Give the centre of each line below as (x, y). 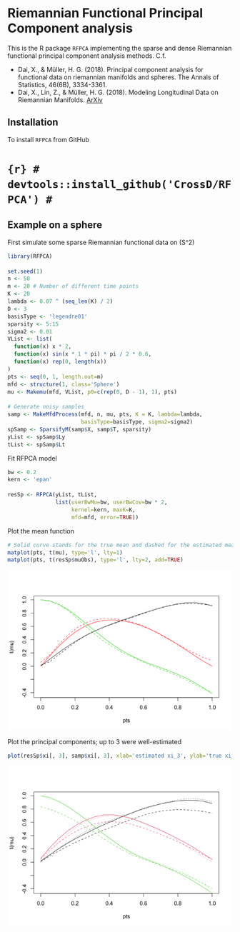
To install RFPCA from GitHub (48, 139)
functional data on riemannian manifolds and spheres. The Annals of (118, 77)
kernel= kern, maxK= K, (103, 510)
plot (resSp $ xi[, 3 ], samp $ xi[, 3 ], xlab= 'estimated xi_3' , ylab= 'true (115, 756)
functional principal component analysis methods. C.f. (87, 56)
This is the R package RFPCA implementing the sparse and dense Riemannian (120, 48)
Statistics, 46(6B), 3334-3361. (62, 84)
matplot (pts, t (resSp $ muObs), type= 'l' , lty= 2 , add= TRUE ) (95, 560)
